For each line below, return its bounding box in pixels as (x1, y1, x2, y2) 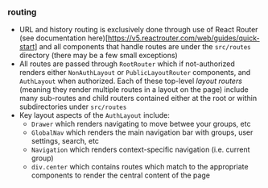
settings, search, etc (31, 136, 100, 146)
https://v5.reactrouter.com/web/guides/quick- (107, 33, 260, 43)
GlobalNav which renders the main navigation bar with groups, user (31, 127, 254, 137)
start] (19, 42, 38, 52)
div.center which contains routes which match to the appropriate (31, 162, 249, 172)
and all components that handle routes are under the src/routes (39, 42, 251, 52)
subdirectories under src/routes (19, 102, 127, 111)
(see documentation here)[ (19, 33, 109, 43)
